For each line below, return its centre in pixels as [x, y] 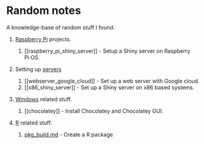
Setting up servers [38, 69]
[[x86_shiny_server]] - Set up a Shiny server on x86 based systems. [109, 87]
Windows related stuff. [43, 99]
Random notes [44, 11]
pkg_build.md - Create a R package [69, 134]
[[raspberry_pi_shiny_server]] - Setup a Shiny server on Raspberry [107, 51]
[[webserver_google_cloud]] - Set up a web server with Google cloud [111, 81]
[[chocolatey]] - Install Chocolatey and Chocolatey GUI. [94, 111]
